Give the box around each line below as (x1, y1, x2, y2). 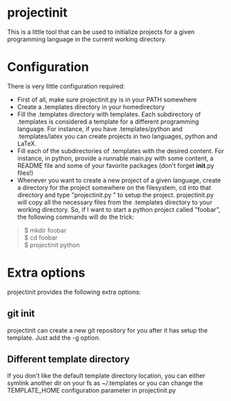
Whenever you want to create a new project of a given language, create (17, 176, 221, 184)
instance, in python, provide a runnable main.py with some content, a (17, 154, 214, 162)
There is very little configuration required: (7, 81, 125, 90)
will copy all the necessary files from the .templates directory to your (17, 198, 212, 206)
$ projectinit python (23, 240, 81, 249)
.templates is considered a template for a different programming (17, 117, 199, 126)
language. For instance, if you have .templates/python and (17, 124, 183, 133)
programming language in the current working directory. (7, 35, 167, 43)
